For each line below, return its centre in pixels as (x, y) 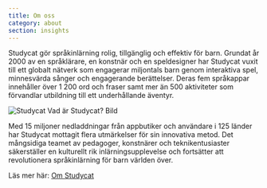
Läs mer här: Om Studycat (51, 175)
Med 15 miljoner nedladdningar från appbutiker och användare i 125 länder (130, 126)
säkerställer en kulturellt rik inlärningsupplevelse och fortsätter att (116, 151)
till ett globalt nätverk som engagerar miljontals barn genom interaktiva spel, (133, 70)
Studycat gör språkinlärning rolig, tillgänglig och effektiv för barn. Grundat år (134, 53)
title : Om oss (32, 16)
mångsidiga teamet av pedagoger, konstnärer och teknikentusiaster (119, 143)
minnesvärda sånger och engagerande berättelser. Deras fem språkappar (129, 78)
